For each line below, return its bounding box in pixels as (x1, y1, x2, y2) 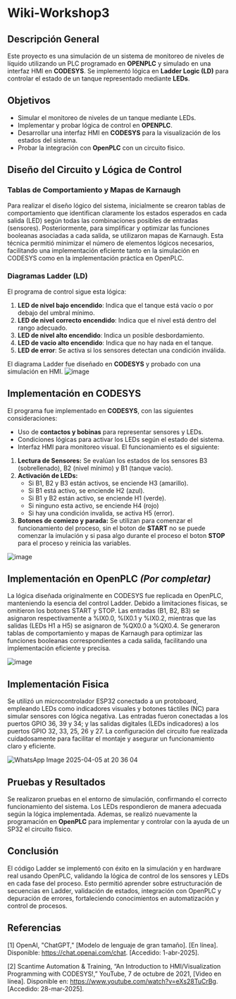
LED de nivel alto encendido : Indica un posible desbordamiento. (17, 330, 205, 340)
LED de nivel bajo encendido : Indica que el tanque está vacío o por (17, 301, 213, 309)
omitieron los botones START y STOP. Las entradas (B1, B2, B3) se (7, 606, 200, 615)
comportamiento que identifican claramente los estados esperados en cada (7, 208, 228, 217)
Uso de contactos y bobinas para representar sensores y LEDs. (17, 427, 204, 436)
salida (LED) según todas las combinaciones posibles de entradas (7, 216, 199, 225)
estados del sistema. (17, 136, 78, 144)
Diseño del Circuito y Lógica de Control (7, 164, 182, 176)
